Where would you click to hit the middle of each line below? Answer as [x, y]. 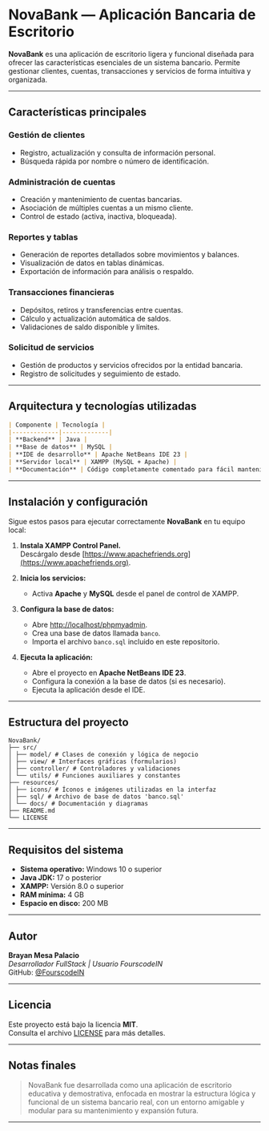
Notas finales [42, 1066]
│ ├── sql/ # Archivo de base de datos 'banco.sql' [96, 797]
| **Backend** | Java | [48, 440]
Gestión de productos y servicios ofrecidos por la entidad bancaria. [131, 365]
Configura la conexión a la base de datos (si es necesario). [128, 681]
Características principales [77, 113]
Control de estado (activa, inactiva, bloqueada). [98, 216]
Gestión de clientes [47, 135]
